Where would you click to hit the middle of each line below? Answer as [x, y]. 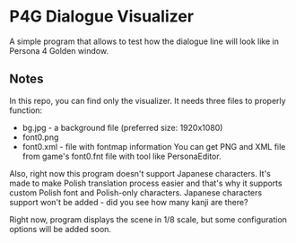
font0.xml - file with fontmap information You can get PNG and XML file [154, 146]
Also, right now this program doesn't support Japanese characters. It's [140, 173]
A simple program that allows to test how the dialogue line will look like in [144, 41]
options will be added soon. [61, 229]
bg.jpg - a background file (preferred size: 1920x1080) [122, 127]
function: [26, 110]
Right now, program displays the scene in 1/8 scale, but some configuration [148, 219]
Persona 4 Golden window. [59, 50]
